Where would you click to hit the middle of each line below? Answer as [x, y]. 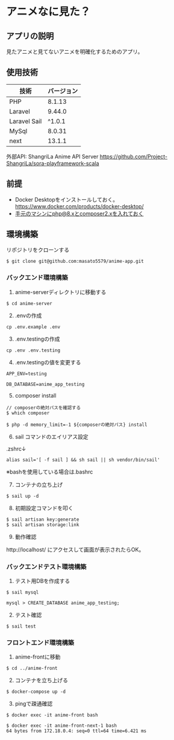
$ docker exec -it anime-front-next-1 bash [62, 726]
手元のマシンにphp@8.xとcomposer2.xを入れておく [79, 213]
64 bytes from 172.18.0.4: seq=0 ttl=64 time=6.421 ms [76, 731]
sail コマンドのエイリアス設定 [51, 436]
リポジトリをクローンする [38, 250]
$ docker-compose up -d [36, 692]
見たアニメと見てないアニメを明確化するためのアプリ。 [75, 52]
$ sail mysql [23, 593]
